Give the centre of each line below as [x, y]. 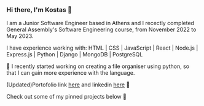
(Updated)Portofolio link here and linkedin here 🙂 [68, 85]
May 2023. [20, 36]
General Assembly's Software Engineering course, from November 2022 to [101, 29]
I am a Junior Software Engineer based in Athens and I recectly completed [100, 23]
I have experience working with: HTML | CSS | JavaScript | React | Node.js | [102, 48]
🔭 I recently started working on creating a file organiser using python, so [98, 66]
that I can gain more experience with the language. [71, 73]
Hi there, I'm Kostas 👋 [39, 10]
